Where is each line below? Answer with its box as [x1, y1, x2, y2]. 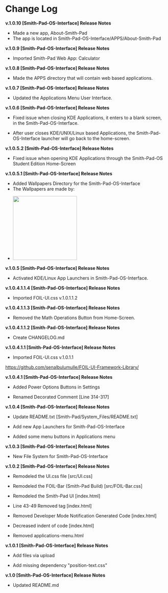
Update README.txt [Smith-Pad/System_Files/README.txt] [12, 414, 138, 420]
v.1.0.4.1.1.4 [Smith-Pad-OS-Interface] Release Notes [5, 285, 121, 291]
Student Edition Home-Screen [12, 161, 76, 167]
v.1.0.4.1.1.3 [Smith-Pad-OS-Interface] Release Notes [5, 305, 120, 311]
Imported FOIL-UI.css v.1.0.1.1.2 [12, 294, 78, 301]
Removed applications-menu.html [12, 532, 84, 538]
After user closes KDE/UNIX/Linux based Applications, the [12, 130, 135, 136]
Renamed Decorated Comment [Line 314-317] [12, 394, 109, 400]
